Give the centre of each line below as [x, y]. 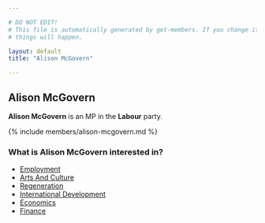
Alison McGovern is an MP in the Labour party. [86, 116]
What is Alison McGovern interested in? [86, 152]
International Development [63, 195]
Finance [33, 211]
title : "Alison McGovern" [50, 59]
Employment [40, 169]
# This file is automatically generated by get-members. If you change [128, 30]
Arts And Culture [47, 177]
